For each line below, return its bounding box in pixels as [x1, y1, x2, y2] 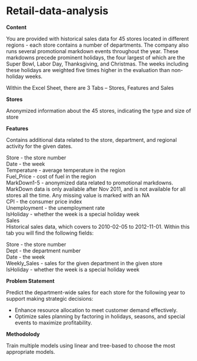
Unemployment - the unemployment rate [6, 204, 105, 211]
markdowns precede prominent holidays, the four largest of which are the [6, 54, 185, 61]
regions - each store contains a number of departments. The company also [6, 41, 189, 48]
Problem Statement [6, 277, 55, 284]
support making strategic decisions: [6, 295, 93, 302]
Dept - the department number [6, 247, 81, 254]
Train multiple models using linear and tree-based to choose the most [6, 342, 176, 349]
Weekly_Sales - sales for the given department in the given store [6, 259, 163, 266]
